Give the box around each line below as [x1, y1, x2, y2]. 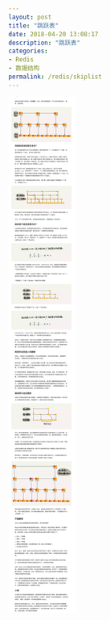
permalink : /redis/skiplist [8, 73, 103, 81]
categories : [8, 47, 48, 56]
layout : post [8, 13, 52, 21]
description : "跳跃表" [8, 39, 81, 47]
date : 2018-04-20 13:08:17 [8, 30, 99, 38]
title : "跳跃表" [8, 21, 59, 30]
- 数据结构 [8, 65, 40, 73]
